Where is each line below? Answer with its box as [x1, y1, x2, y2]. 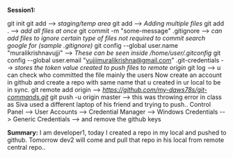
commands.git [7, 93, 49, 101]
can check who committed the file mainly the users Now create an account [7, 71, 223, 79]
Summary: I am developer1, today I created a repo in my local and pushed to [7, 128, 227, 137]
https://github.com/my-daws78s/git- [102, 86, 207, 94]
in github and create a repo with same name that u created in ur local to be [7, 78, 221, 86]
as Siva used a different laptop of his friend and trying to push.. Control [7, 100, 211, 108]
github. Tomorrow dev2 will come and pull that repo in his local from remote [7, 136, 225, 144]
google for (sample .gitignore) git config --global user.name [7, 42, 179, 49]
